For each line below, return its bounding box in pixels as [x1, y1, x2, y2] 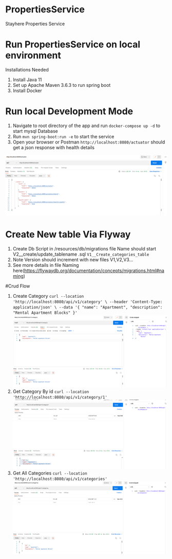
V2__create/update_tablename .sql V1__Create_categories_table [12, 251, 149, 257]
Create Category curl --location [12, 293, 84, 299]
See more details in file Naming [12, 262, 79, 268]
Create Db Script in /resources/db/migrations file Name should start [12, 245, 157, 251]
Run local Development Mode [5, 105, 133, 117]
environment [5, 50, 62, 61]
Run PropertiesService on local [5, 39, 140, 50]
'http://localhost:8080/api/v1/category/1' [12, 395, 108, 400]
